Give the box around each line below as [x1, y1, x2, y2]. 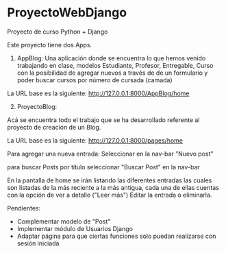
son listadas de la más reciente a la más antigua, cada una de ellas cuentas [7, 183, 219, 191]
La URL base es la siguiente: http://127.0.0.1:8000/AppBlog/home [7, 89, 190, 97]
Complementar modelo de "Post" [16, 217, 111, 226]
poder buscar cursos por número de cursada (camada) [16, 75, 173, 84]
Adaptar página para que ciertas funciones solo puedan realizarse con [16, 232, 216, 240]
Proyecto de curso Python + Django [7, 27, 108, 36]
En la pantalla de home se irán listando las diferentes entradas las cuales [7, 176, 212, 184]
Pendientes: [7, 204, 41, 212]
